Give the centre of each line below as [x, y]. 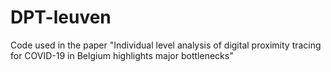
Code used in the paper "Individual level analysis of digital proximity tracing [166, 45]
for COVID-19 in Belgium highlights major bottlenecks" [122, 55]
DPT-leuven [61, 17]
